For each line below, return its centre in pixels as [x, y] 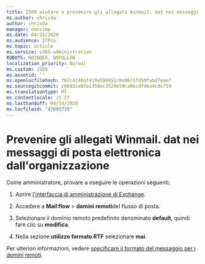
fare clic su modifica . [42, 225]
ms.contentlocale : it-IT [38, 98]
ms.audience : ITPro [31, 41]
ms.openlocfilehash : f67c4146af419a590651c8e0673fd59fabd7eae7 [89, 80]
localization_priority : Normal [46, 63]
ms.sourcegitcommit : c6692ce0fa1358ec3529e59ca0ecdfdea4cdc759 [89, 87]
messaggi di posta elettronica [84, 153]
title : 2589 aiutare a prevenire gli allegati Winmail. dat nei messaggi [103, 12]
